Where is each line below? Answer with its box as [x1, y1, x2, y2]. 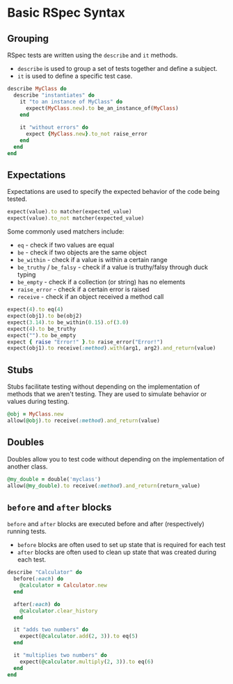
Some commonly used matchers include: [7, 227, 124, 236]
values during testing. [7, 398, 70, 406]
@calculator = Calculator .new [19, 582, 108, 589]
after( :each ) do [13, 601, 61, 608]
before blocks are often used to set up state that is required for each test [17, 541, 226, 549]
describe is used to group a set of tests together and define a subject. [17, 65, 218, 72]
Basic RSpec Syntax [7, 5, 125, 21]
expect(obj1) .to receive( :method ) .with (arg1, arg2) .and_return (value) [7, 345, 216, 352]
